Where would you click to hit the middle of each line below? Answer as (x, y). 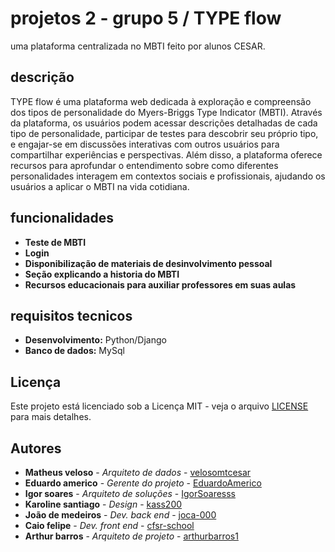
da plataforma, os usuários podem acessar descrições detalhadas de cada (164, 123)
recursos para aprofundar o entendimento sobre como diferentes (144, 165)
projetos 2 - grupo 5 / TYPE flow (146, 18)
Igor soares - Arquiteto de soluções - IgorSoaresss (130, 493)
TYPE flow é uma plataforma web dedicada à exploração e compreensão (161, 101)
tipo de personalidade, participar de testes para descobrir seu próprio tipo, (164, 133)
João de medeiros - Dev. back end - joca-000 (120, 515)
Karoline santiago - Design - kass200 (103, 504)
